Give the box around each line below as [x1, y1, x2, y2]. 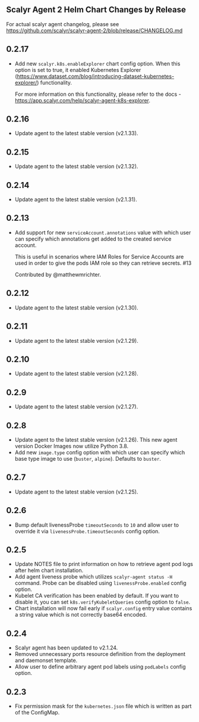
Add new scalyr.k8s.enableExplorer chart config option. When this [14, 60, 181, 67]
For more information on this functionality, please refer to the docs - [14, 90, 181, 98]
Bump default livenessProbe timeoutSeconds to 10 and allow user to [14, 521, 179, 529]
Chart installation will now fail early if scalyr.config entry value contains [14, 605, 192, 612]
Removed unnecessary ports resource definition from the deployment [14, 651, 186, 658]
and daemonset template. [14, 657, 78, 664]
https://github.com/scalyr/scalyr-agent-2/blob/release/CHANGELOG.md [6, 27, 183, 34]
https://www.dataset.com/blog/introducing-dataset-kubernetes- [17, 73, 175, 80]
